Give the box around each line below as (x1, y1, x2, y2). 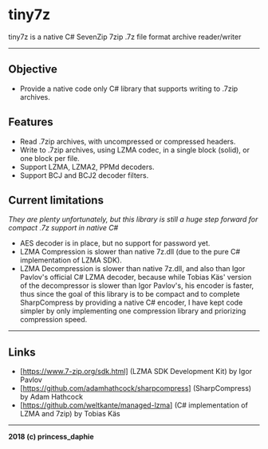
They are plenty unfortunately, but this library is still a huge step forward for (8, 215, 258, 224)
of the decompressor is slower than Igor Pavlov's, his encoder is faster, (19, 281, 254, 290)
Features (8, 116, 53, 129)
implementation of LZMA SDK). (19, 255, 122, 265)
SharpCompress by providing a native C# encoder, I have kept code (19, 297, 243, 308)
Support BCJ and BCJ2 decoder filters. (19, 170, 149, 180)
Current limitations (8, 193, 104, 207)
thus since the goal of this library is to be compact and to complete (19, 289, 241, 299)
